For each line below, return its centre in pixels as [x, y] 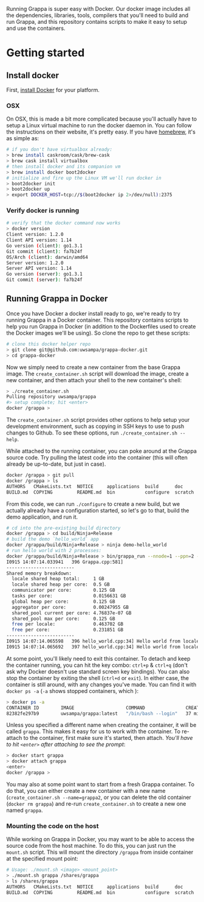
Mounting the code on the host [53, 826]
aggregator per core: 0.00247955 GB [70, 607]
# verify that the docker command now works [63, 223]
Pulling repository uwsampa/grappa [51, 397]
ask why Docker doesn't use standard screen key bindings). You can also [98, 671]
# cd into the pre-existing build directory [63, 528]
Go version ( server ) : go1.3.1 [45, 274]
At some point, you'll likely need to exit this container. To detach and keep [98, 658]
